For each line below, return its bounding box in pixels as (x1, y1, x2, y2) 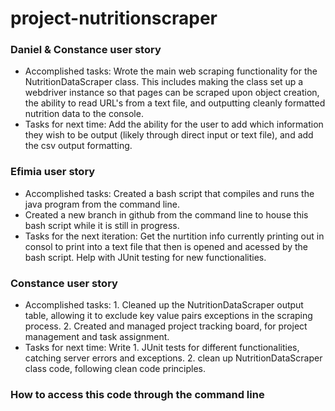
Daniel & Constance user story (10, 43, 162, 57)
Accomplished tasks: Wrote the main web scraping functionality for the (24, 65, 318, 77)
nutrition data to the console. (24, 108, 144, 120)
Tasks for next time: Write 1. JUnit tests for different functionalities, (24, 342, 300, 354)
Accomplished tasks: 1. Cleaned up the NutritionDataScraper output (24, 299, 304, 311)
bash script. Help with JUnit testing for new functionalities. (24, 251, 267, 263)
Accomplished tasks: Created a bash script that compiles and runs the (24, 187, 315, 199)
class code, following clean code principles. (24, 363, 206, 375)
